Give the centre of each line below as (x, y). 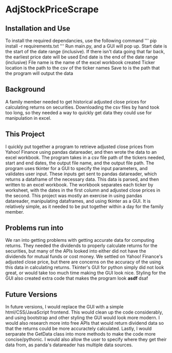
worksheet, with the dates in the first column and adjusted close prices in (83, 190)
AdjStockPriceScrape (52, 9)
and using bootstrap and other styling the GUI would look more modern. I (83, 318)
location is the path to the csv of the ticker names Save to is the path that (83, 68)
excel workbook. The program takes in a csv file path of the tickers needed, (85, 157)
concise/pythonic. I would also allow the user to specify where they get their (86, 340)
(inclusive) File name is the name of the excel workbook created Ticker (80, 62)
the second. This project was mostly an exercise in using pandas (74, 195)
